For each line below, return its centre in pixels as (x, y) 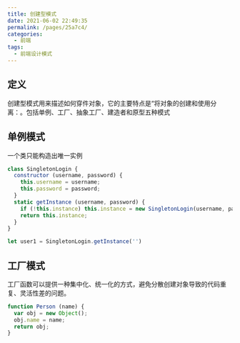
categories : (25, 34)
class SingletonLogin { (43, 169)
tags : (15, 47)
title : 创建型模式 (32, 14)
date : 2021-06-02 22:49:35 (47, 21)
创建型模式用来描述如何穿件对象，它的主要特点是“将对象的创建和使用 (109, 103)
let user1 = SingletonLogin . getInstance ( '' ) (75, 242)
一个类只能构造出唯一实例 (45, 155)
